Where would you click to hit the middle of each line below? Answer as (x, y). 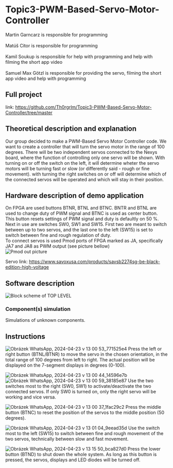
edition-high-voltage (27, 267)
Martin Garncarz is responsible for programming (57, 34)
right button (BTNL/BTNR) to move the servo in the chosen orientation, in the (86, 354)
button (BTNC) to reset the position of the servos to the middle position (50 (85, 412)
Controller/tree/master (29, 112)
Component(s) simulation (38, 309)
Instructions (25, 336)
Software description (40, 283)
